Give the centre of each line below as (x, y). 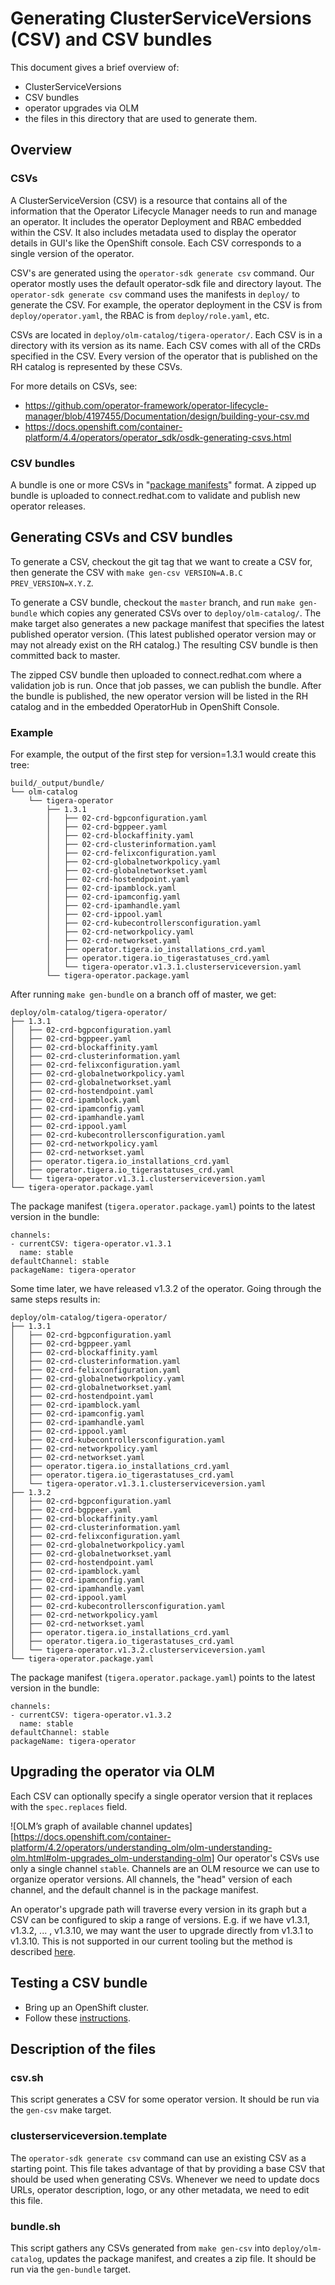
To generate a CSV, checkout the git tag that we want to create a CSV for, (161, 561)
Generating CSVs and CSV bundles (121, 537)
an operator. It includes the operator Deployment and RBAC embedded (156, 221)
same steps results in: (55, 1299)
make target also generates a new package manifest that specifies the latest (167, 623)
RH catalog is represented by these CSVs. (96, 366)
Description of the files (83, 2049)
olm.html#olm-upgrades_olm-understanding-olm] (112, 1858)
